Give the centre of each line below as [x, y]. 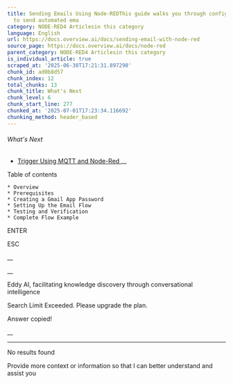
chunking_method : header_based [52, 117]
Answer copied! [30, 319]
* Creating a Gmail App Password [55, 199]
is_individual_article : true [49, 59]
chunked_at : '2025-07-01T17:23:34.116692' [69, 111]
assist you [22, 373]
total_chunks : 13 [32, 85]
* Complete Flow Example [43, 217]
